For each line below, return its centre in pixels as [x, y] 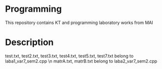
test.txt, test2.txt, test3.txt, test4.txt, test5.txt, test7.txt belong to [69, 56]
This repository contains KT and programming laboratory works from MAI [79, 23]
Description [29, 42]
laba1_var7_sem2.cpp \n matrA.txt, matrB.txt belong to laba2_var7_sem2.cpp [81, 61]
